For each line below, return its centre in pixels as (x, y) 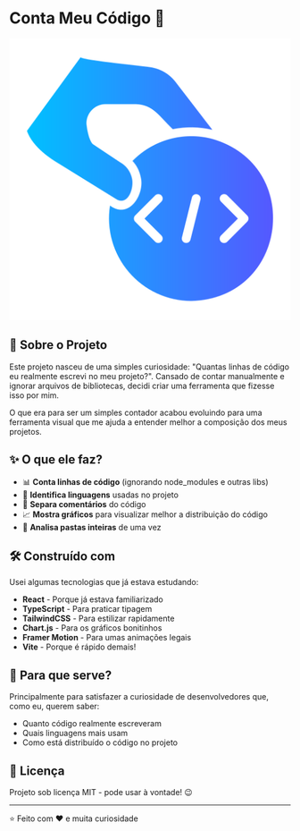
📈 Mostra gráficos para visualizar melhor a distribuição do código (145, 514)
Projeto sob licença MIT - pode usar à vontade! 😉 (101, 792)
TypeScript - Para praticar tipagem (87, 609)
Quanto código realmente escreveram (92, 724)
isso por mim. (34, 395)
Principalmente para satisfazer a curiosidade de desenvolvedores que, (139, 697)
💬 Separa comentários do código (84, 504)
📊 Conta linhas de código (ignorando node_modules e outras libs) (146, 481)
